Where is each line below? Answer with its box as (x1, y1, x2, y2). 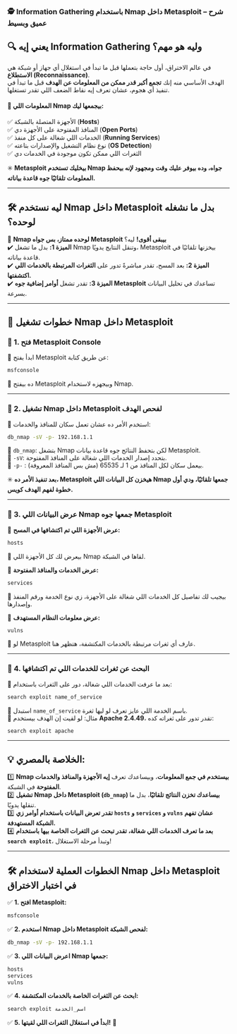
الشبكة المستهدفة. (7, 819, 56, 827)
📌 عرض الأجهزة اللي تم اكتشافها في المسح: (7, 525, 121, 534)
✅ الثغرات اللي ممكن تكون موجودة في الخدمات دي (7, 149, 142, 157)
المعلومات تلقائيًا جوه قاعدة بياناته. (7, 173, 96, 182)
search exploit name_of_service (7, 694, 102, 701)
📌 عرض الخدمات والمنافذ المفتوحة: (7, 565, 99, 574)
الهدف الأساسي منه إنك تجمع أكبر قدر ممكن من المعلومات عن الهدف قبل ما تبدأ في (7, 78, 224, 87)
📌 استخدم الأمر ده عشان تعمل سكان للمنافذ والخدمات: (7, 419, 151, 429)
